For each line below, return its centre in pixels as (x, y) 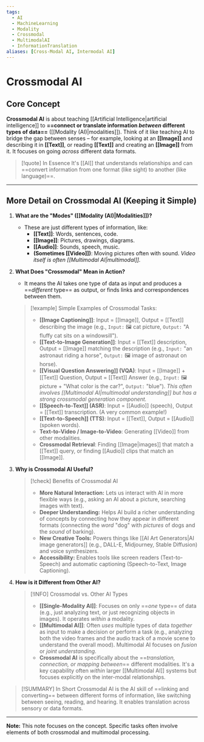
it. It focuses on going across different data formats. (71, 151)
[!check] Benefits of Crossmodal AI (74, 481)
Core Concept (33, 104)
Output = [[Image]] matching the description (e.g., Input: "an (116, 348)
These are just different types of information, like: (86, 227)
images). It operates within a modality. (87, 618)
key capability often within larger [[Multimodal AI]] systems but (118, 670)
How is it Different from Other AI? (58, 582)
